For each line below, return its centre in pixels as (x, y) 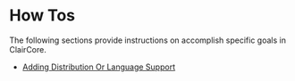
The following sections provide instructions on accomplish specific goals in (147, 40)
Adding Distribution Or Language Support (99, 67)
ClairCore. (28, 49)
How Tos (42, 16)
